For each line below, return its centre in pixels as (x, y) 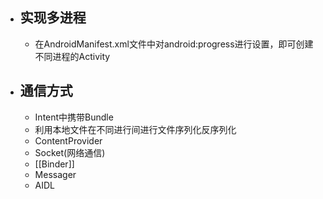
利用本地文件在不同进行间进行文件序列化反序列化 (135, 129)
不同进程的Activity (72, 56)
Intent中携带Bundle (74, 117)
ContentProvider (68, 140)
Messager (55, 174)
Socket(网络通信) (70, 152)
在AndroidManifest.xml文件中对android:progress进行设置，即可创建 (174, 44)
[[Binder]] (54, 164)
